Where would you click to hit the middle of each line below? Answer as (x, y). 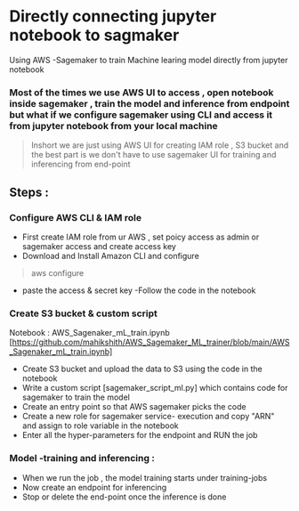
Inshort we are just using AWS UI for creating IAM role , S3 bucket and (160, 145)
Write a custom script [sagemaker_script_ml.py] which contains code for (155, 388)
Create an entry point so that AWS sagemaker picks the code (134, 407)
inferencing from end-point (81, 164)
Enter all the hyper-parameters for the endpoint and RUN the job (140, 435)
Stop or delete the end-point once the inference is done (124, 497)
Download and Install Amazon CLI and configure (111, 255)
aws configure (57, 272)
